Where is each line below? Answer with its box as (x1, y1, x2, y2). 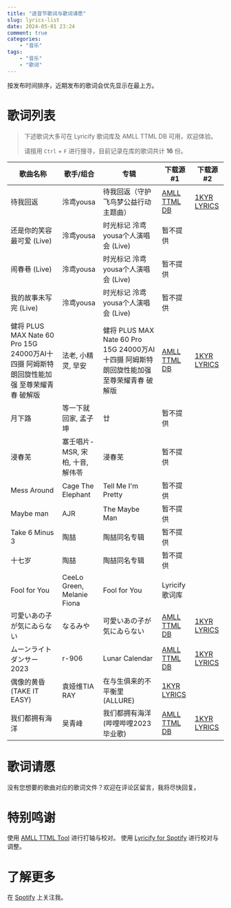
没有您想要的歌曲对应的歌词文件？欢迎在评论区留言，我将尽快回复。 (7, 783, 200, 791)
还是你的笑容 (10, 225, 53, 235)
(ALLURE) (102, 696, 135, 705)
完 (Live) (10, 303, 38, 312)
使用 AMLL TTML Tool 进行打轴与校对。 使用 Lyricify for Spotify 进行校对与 (7, 834, 219, 842)
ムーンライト (10, 644, 52, 654)
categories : (7, 36, 41, 43)
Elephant (62, 490, 91, 499)
